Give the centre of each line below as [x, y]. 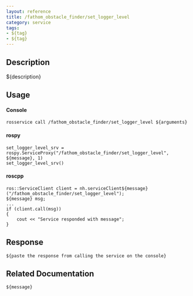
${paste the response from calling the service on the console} [86, 256]
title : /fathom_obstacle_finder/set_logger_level [68, 17]
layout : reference [28, 11]
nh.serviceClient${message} [114, 188]
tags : [13, 28]
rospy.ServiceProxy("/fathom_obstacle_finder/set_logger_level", [87, 153]
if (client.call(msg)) [34, 209]
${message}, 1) [25, 158]
